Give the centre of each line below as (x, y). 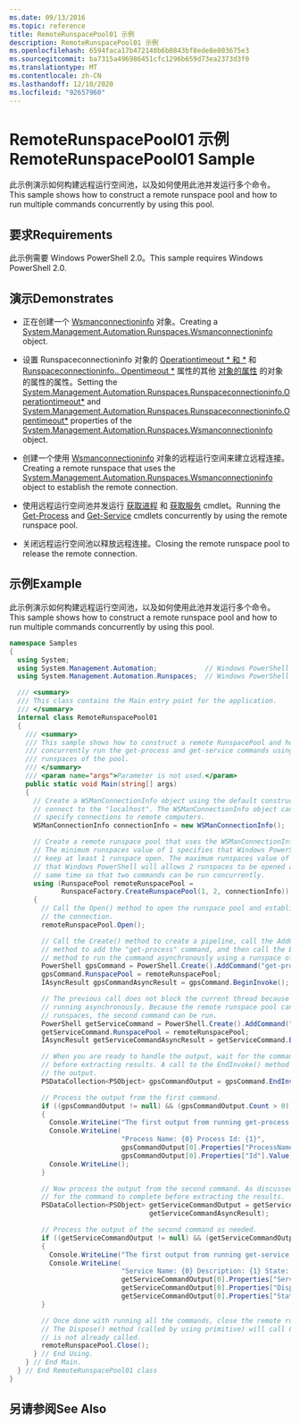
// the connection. (78, 917)
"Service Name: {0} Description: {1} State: (205, 1271)
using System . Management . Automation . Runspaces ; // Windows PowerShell (154, 676)
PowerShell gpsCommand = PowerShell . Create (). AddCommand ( (151, 966)
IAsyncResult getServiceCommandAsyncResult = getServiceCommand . (166, 1040)
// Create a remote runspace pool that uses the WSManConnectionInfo (165, 842)
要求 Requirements (61, 235)
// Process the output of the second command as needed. (149, 1230)
